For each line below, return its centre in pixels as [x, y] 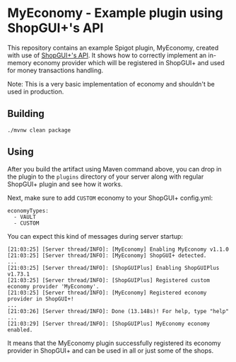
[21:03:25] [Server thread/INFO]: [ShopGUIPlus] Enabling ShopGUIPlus [113, 268]
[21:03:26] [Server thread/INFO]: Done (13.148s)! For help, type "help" [118, 311]
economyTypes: [28, 210]
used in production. [36, 91]
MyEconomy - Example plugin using [116, 13]
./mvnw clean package [39, 130]
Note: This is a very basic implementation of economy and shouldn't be [111, 84]
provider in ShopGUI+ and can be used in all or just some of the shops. [111, 350]
